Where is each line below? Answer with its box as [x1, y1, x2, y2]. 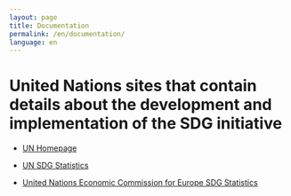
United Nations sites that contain [9, 76, 257, 96]
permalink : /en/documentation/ [9, 29, 125, 38]
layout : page [9, 12, 58, 22]
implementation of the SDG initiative [9, 114, 283, 134]
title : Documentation [9, 21, 90, 30]
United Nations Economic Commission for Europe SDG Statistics [21, 177, 258, 188]
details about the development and [9, 95, 273, 115]
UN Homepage [21, 143, 77, 153]
